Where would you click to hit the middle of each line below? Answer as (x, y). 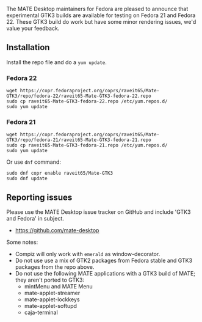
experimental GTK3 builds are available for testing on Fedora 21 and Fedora (101, 15)
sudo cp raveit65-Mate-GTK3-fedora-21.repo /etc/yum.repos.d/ (87, 145)
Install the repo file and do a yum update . (56, 62)
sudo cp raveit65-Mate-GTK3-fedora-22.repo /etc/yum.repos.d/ (87, 101)
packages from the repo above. (55, 267)
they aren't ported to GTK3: (49, 280)
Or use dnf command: (34, 162)
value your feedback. (33, 28)
